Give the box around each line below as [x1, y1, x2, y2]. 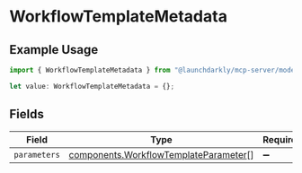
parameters [13, 150, 60, 160]
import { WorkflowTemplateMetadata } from [9, 65, 171, 74]
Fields [9, 107, 45, 122]
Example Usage [9, 42, 99, 57]
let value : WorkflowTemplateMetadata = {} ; [9, 82, 175, 91]
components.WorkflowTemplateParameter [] [68, 148, 254, 160]
